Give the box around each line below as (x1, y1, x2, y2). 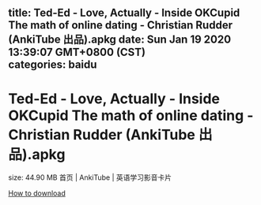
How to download (8, 188, 66, 198)
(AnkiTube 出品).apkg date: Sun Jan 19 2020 (8, 33, 232, 47)
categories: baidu (8, 58, 97, 72)
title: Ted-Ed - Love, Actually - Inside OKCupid (8, 6, 240, 20)
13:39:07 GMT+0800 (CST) (8, 46, 146, 59)
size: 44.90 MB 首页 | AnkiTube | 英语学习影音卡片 (8, 173, 172, 182)
